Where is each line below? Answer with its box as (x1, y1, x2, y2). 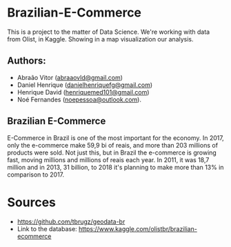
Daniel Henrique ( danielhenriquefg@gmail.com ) (17, 81, 153, 89)
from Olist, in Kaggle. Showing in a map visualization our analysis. (7, 34, 194, 43)
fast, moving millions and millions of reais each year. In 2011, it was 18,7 (7, 155, 210, 164)
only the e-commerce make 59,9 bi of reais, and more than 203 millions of (7, 141, 219, 149)
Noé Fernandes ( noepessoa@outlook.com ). (17, 95, 141, 103)
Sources (7, 195, 57, 210)
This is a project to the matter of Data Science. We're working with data (7, 28, 210, 36)
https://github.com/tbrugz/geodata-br (17, 217, 125, 226)
